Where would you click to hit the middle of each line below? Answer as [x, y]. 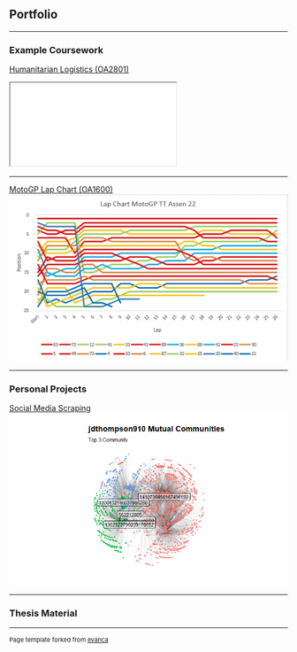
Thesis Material [43, 613]
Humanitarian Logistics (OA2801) [69, 69]
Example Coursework [56, 50]
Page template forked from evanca [59, 640]
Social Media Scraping [50, 407]
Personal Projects [48, 389]
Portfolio [34, 15]
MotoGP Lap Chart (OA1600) [61, 190]
